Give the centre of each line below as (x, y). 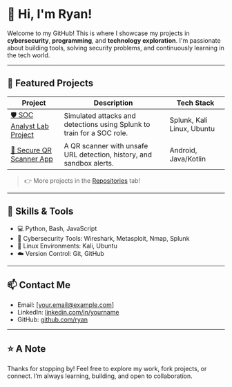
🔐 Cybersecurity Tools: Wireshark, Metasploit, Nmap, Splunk (103, 238)
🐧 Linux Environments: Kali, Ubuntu (67, 246)
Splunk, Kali (188, 120)
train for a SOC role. (96, 133)
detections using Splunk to (107, 125)
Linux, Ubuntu (192, 129)
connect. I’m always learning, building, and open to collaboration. (100, 376)
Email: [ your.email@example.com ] (66, 305)
